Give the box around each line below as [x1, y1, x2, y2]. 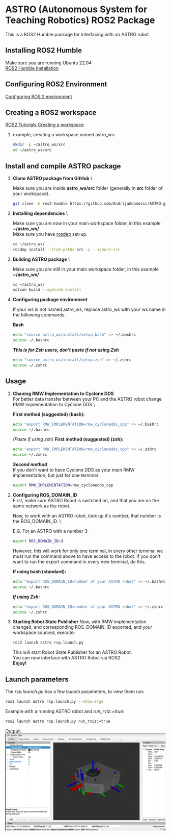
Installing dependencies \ [12, 210, 68, 216]
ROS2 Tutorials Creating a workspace [5, 121, 84, 128]
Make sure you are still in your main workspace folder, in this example [12, 266, 159, 272]
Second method [12, 461, 47, 468]
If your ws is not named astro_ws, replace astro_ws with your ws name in [12, 306, 166, 312]
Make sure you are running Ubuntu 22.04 [5, 60, 92, 66]
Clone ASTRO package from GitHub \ [12, 175, 93, 181]
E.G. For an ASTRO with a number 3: [12, 528, 89, 534]
